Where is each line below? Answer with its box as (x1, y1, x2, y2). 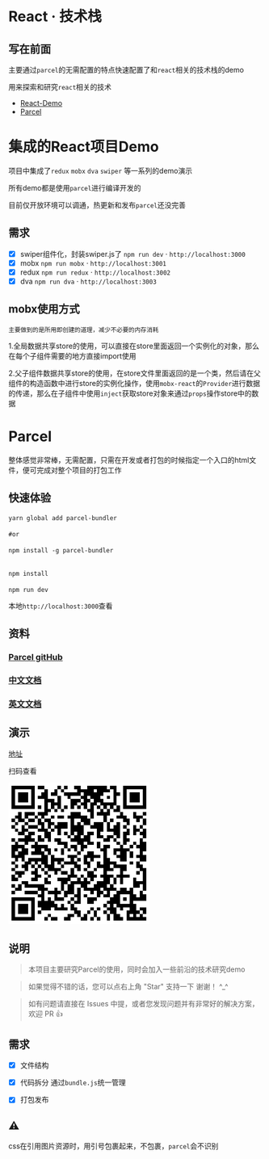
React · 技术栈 (8, 7, 103, 26)
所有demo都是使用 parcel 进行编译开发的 (8, 183, 141, 192)
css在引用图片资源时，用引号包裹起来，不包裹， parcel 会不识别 (8, 1141, 219, 1151)
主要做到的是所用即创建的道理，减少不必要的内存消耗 (8, 325, 159, 334)
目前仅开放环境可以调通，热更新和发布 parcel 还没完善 (8, 199, 186, 210)
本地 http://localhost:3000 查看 (8, 601, 113, 611)
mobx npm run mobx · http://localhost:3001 (19, 258, 167, 267)
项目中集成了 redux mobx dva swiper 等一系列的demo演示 (8, 166, 193, 175)
